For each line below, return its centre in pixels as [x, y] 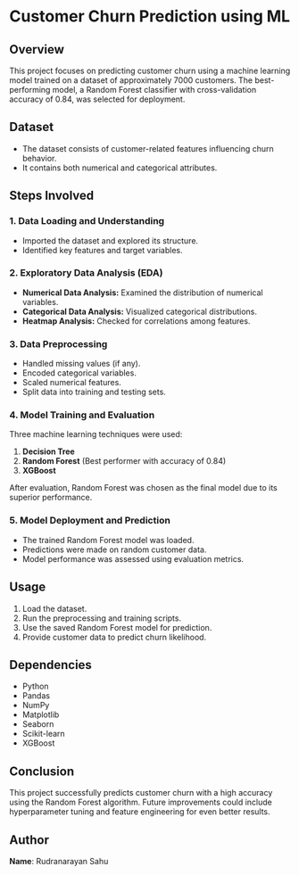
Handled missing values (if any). [81, 364]
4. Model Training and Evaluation [82, 415]
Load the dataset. [54, 608]
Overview [37, 50]
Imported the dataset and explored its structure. [110, 240]
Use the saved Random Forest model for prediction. [117, 627]
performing [30, 90]
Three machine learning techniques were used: [96, 434]
